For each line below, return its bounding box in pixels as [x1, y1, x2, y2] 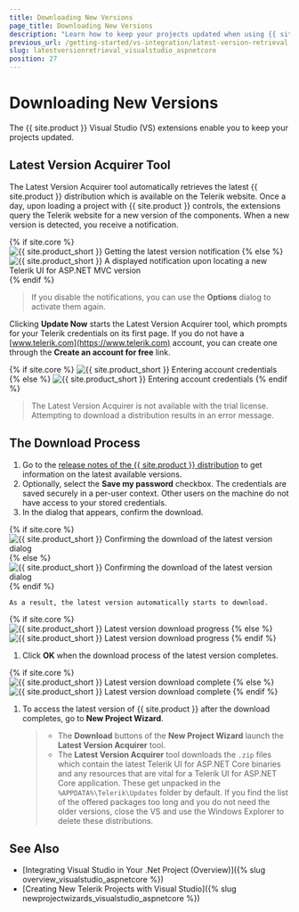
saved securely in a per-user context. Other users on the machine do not [21, 488, 289, 498]
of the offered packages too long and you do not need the [57, 796, 271, 807]
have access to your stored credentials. [21, 497, 167, 508]
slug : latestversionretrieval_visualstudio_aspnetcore [9, 46, 217, 55]
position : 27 [9, 54, 58, 63]
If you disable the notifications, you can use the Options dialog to [30, 292, 271, 302]
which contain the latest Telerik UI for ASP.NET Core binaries [57, 759, 282, 769]
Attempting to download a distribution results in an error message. [30, 409, 274, 420]
